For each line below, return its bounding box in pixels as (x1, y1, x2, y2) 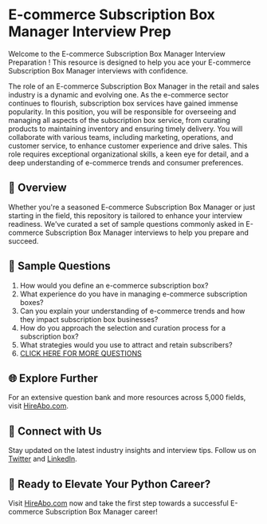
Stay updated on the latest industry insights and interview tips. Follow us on (8, 446, 257, 455)
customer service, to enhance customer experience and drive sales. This (8, 141, 248, 150)
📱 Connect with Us (8, 424, 102, 438)
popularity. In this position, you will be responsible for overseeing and (8, 106, 237, 117)
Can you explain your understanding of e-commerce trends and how (19, 306, 245, 316)
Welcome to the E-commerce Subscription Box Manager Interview (8, 49, 226, 58)
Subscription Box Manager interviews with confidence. (8, 65, 189, 75)
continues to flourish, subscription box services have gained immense (8, 98, 239, 108)
